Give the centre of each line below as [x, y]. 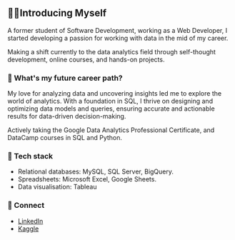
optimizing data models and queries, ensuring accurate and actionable [111, 109]
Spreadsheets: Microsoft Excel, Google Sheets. [87, 179]
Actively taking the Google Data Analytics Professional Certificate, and [111, 130]
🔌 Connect [26, 206]
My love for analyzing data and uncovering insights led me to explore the [115, 94]
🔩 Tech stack [30, 156]
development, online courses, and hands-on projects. [86, 59]
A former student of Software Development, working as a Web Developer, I [117, 30]
